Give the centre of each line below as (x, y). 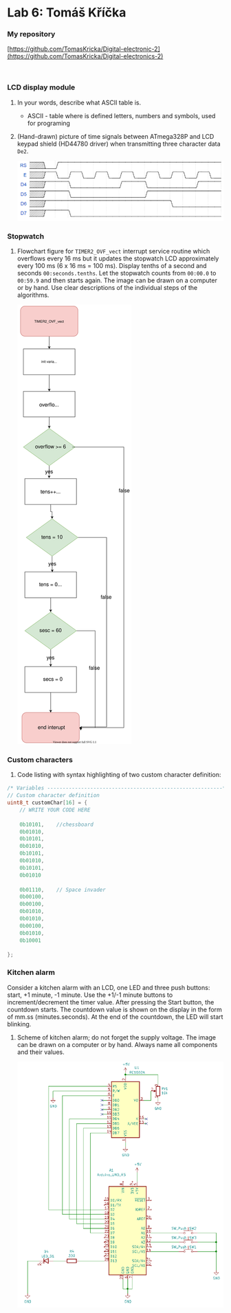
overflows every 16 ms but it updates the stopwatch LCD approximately (118, 258)
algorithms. (33, 295)
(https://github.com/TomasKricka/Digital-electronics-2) (85, 56)
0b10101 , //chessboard (57, 824)
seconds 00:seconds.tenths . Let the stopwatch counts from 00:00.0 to (117, 273)
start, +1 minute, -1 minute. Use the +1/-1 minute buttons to (90, 995)
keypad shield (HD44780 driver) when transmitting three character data (119, 144)
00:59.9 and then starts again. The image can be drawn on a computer (117, 280)
